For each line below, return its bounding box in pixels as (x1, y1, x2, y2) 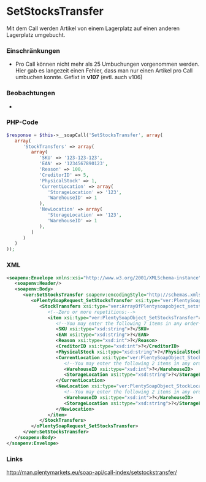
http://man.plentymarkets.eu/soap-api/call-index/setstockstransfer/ (6, 468, 177, 476)
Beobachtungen (6, 89, 56, 98)
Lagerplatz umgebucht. (6, 31, 66, 38)
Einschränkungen (6, 46, 60, 55)
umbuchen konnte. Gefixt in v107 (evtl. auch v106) (15, 74, 143, 81)
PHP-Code (6, 118, 39, 126)
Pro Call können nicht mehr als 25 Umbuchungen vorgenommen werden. (15, 60, 200, 68)
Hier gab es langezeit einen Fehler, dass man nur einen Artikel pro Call (15, 67, 193, 74)
